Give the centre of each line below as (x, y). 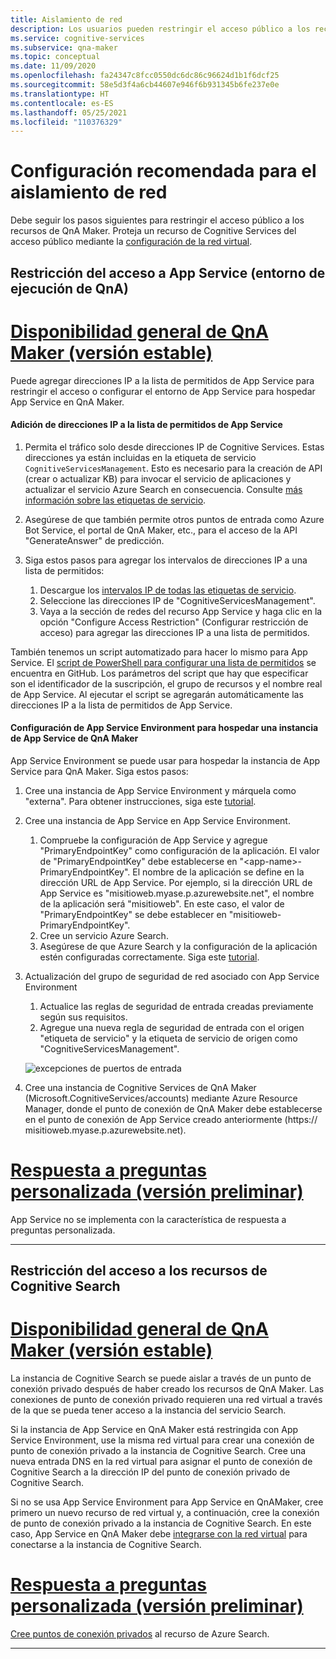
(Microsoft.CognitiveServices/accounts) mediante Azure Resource (161, 1098)
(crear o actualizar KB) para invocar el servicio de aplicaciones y (158, 478)
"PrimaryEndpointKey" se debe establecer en (133, 914)
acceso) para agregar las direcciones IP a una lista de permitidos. (174, 632)
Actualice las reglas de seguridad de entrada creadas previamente (176, 1006)
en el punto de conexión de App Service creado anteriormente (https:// (171, 1119)
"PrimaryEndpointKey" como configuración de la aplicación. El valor (179, 850)
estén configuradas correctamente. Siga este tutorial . (149, 957)
